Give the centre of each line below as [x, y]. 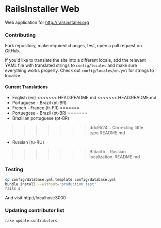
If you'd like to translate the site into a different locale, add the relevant [76, 60]
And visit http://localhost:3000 [36, 198]
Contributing [20, 35]
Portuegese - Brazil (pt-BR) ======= [50, 113]
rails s [13, 189]
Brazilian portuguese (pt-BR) [40, 118]
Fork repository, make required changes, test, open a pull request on [73, 46]
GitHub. [13, 51]
